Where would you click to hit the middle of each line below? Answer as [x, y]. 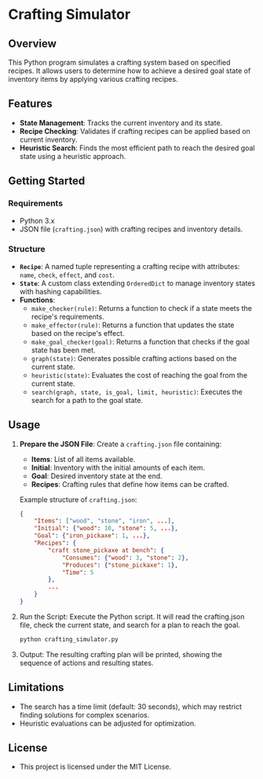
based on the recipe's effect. [78, 333]
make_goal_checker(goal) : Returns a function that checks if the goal [140, 342]
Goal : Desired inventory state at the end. [97, 476]
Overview [33, 44]
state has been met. [63, 350]
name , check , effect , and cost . [67, 275]
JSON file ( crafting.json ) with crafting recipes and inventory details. [131, 229]
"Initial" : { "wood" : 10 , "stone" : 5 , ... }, [106, 529]
